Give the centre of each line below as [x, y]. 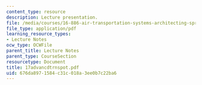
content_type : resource [36, 12]
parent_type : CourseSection [41, 56]
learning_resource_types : [38, 34]
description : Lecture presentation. [52, 17]
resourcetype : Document [36, 62]
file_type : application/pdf [41, 28]
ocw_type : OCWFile [29, 45]
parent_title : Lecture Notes [43, 51]
